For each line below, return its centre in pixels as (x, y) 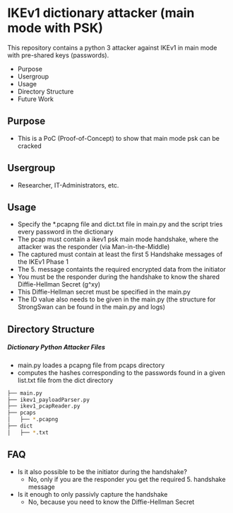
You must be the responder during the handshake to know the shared (119, 277)
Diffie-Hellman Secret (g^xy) (59, 284)
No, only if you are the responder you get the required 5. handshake (127, 479)
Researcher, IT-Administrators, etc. (68, 185)
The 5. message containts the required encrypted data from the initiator (121, 270)
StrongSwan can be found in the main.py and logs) (91, 307)
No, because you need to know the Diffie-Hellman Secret (111, 502)
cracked (30, 146)
